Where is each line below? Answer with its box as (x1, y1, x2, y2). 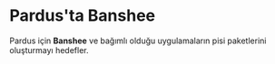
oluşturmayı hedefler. (9, 44, 89, 55)
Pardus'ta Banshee (9, 5, 156, 26)
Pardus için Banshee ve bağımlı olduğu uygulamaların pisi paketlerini (9, 35, 267, 46)
